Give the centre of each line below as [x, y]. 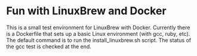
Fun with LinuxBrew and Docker [86, 11]
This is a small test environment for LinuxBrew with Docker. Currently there [98, 27]
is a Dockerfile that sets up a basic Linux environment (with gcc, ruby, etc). [98, 33]
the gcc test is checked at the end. [49, 46]
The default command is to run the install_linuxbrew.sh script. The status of [99, 40]
